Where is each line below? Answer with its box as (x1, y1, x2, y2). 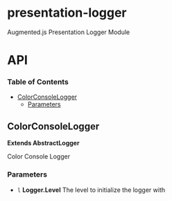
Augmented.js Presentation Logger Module (7, 28, 130, 36)
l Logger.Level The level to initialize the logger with (17, 186, 166, 194)
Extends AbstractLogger (7, 139, 80, 147)
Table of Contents (7, 77, 69, 87)
